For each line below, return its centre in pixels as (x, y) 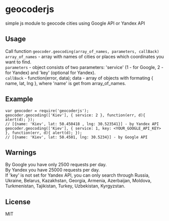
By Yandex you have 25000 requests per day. (52, 170)
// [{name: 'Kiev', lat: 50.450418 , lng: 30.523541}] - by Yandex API (82, 124)
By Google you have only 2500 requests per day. (56, 165)
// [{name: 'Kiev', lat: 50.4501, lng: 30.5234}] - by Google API (76, 137)
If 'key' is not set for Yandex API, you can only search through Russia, (77, 175)
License (18, 202)
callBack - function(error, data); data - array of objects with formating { (79, 78)
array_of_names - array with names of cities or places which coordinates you (84, 56)
